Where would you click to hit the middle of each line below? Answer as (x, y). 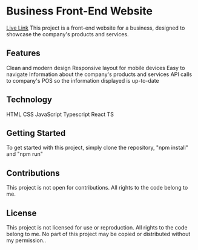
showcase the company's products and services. (68, 34)
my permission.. (26, 240)
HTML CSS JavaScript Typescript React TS (60, 114)
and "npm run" (25, 154)
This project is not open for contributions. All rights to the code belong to (97, 188)
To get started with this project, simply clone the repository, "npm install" (97, 148)
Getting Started (36, 133)
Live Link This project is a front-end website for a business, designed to (96, 28)
